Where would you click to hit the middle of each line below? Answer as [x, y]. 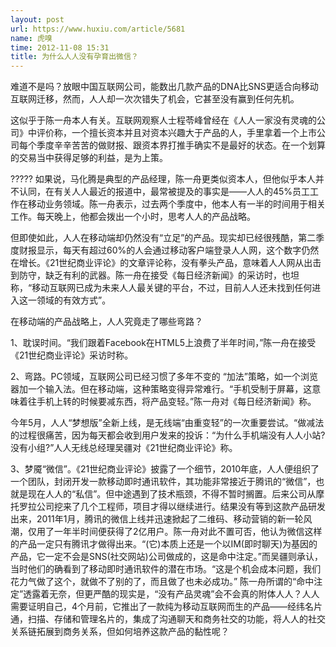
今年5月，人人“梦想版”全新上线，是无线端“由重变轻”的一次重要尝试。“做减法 [167, 423]
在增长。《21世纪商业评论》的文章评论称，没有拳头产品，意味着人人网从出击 [166, 263]
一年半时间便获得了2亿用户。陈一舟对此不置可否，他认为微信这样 [188, 532]
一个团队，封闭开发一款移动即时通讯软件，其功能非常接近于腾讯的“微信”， [163, 482]
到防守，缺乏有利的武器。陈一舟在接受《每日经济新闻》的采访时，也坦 [155, 275]
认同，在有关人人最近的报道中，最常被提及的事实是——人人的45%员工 [164, 192]
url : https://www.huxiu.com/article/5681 [98, 29]
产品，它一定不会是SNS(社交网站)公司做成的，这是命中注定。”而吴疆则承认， [166, 557]
